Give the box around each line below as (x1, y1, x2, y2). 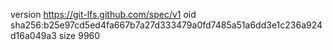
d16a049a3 (10, 30, 57, 41)
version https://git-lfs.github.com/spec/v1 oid (10, 9, 197, 20)
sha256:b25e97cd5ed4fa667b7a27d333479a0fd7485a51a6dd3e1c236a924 (10, 19, 323, 31)
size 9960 (58, 30, 101, 41)
